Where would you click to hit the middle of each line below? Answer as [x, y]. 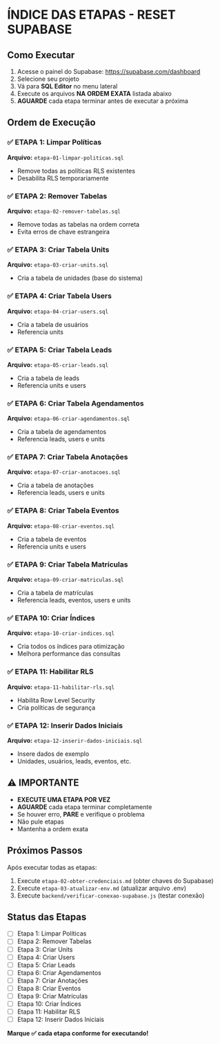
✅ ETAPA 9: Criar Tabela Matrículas [68, 564]
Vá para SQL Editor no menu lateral [67, 86]
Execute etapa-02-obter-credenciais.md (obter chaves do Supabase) [115, 880]
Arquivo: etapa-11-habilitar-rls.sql [61, 687]
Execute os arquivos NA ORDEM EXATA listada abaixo [94, 94]
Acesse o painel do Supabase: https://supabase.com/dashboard [109, 72]
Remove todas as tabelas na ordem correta [78, 224]
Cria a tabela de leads [48, 378]
